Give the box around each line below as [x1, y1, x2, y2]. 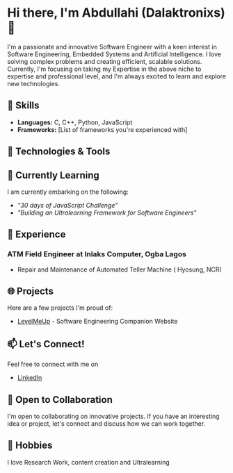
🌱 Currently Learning [7, 169, 99, 181]
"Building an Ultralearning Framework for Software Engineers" [17, 208, 197, 217]
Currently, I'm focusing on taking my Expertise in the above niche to [7, 65, 202, 73]
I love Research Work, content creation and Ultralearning [7, 458, 170, 466]
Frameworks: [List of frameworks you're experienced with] [17, 125, 188, 133]
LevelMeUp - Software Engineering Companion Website [17, 317, 178, 326]
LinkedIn [17, 374, 42, 382]
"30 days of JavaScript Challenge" [17, 201, 118, 209]
